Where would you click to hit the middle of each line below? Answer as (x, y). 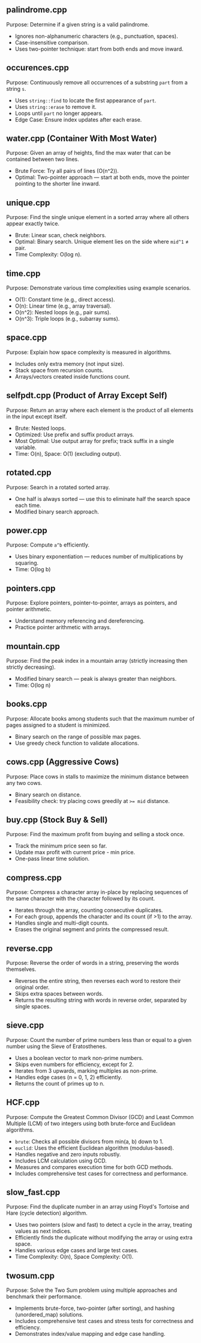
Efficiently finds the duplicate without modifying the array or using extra (104, 1238)
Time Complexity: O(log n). (48, 255)
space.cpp (27, 337)
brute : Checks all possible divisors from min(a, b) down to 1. (89, 1141)
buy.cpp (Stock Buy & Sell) (57, 820)
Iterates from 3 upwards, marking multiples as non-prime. (86, 1070)
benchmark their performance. (44, 1297)
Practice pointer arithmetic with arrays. (63, 627)
